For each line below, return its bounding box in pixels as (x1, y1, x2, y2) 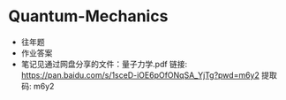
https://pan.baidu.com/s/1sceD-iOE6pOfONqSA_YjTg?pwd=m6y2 (20, 69, 260, 81)
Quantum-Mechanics (8, 6, 169, 27)
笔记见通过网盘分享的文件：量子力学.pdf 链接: (20, 58, 188, 69)
